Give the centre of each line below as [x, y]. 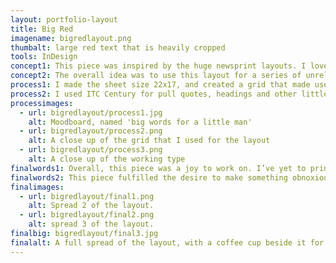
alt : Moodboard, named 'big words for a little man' [140, 122]
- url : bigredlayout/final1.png [87, 196]
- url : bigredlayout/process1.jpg [91, 112]
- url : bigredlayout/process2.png [91, 131]
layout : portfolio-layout [64, 19]
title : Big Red [42, 29]
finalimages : [37, 187]
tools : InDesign [44, 57]
